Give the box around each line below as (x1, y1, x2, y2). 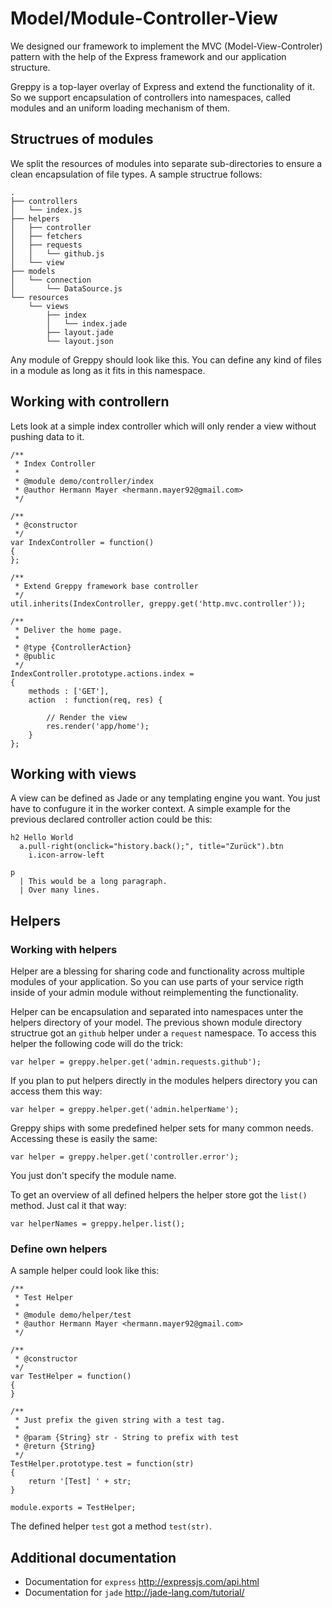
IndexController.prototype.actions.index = (10, 668, 195, 679)
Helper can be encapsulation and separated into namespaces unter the (10, 1006, 304, 1018)
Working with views (10, 765, 137, 782)
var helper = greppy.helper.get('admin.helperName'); (10, 1105, 240, 1115)
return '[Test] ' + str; (28, 1477, 132, 1487)
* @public (14, 651, 56, 661)
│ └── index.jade (46, 318, 128, 329)
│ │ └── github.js (10, 248, 105, 259)
